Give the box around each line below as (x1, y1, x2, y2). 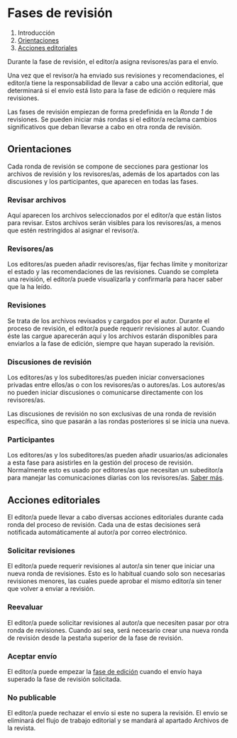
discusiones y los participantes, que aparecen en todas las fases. (7, 177, 199, 185)
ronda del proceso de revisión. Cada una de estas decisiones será (7, 521, 201, 529)
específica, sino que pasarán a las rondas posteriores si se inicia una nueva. (7, 417, 231, 425)
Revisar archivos (7, 195, 67, 205)
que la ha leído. (7, 283, 53, 291)
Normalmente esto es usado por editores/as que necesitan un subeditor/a (7, 466, 224, 474)
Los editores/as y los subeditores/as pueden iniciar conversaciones (7, 373, 205, 381)
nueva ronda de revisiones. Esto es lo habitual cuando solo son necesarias (7, 570, 226, 578)
